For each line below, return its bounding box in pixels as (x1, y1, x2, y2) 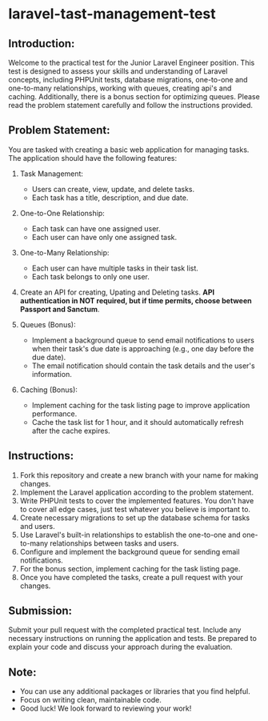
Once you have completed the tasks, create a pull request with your (19, 572, 243, 582)
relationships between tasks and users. (50, 538, 179, 548)
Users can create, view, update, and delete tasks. (31, 184, 195, 194)
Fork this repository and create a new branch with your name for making (19, 470, 258, 480)
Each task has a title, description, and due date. (31, 193, 189, 202)
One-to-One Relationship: (19, 208, 106, 218)
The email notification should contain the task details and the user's (31, 361, 255, 371)
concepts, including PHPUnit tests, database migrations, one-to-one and (8, 75, 248, 84)
